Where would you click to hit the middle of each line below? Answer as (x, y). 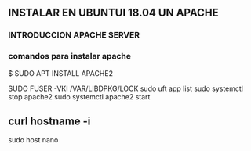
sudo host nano (33, 140)
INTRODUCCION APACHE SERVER (74, 35)
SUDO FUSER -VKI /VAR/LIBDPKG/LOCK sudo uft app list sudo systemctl (125, 88)
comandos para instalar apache (70, 56)
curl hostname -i (49, 121)
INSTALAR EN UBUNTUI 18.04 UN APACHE (113, 13)
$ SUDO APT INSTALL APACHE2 (61, 73)
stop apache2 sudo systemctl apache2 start (79, 96)
